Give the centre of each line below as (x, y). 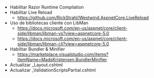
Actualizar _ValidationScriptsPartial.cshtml (53, 70)
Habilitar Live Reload (31, 12)
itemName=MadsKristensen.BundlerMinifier (62, 59)
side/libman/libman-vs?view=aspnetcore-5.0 (63, 33)
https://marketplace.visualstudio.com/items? (63, 54)
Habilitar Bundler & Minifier (38, 49)
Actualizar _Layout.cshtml (36, 65)
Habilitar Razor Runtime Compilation (47, 7)
